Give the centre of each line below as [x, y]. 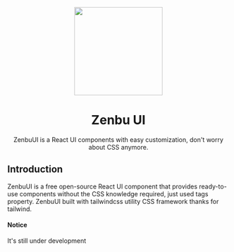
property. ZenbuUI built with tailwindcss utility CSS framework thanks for [113, 201]
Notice [17, 225]
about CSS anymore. [118, 147]
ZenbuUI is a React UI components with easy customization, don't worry [118, 139]
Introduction [35, 169]
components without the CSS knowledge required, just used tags [114, 193]
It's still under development [47, 241]
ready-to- [213, 186]
